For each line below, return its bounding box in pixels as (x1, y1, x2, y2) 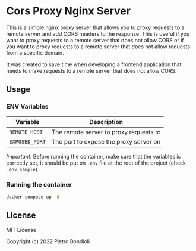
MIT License (6, 226, 37, 233)
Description (88, 117, 124, 126)
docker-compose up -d (6, 194, 60, 200)
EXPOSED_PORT (9, 138, 46, 145)
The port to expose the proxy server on (51, 137, 161, 145)
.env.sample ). (6, 165, 39, 172)
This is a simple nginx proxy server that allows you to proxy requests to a (6, 24, 185, 31)
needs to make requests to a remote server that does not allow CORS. (6, 67, 177, 74)
